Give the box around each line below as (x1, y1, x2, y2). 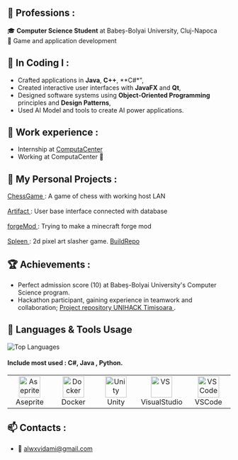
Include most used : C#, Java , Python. (7, 359, 123, 367)
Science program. (17, 288, 70, 297)
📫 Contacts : (7, 422, 67, 434)
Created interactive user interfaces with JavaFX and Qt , (17, 83, 181, 92)
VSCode (194, 397, 222, 407)
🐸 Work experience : (7, 127, 99, 139)
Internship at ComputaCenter (17, 145, 103, 154)
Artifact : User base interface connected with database (7, 207, 168, 216)
